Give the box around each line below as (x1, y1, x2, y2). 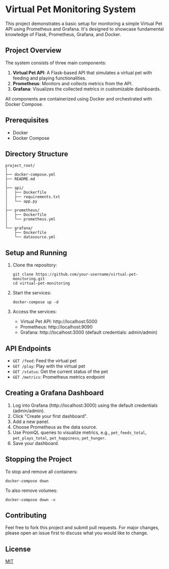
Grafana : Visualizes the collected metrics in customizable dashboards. (12, 86, 161, 92)
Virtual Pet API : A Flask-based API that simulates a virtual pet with (12, 69, 152, 76)
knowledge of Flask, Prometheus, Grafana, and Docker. (5, 31, 121, 37)
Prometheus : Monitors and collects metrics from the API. (12, 80, 133, 86)
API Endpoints (5, 344, 51, 353)
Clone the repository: (12, 262, 58, 268)
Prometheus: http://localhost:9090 (20, 324, 93, 330)
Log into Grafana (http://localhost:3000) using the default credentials (12, 402, 158, 408)
